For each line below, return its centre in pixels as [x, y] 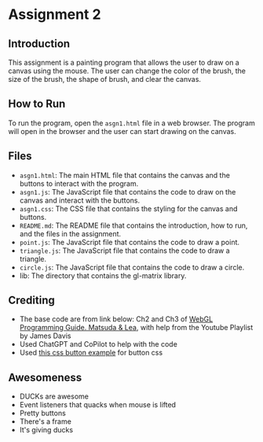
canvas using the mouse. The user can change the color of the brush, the [127, 71]
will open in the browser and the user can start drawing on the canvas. [122, 131]
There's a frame [46, 422]
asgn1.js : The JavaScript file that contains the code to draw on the [128, 191]
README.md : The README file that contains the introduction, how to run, [133, 225]
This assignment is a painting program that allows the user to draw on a [124, 62]
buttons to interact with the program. [79, 184]
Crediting [31, 301]
